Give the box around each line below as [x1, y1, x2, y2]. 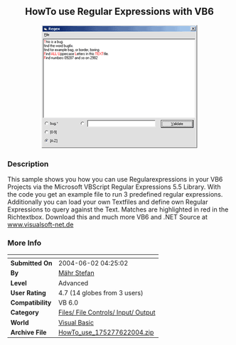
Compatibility [10, 298, 52, 307]
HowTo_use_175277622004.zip [58, 328, 154, 336]
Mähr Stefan [58, 269, 95, 278]
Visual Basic [58, 318, 95, 327]
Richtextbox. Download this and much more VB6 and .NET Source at [7, 213, 208, 221]
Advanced [58, 278, 89, 287]
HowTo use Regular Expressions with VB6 [24, 6, 215, 18]
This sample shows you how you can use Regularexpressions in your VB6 [7, 175, 223, 184]
